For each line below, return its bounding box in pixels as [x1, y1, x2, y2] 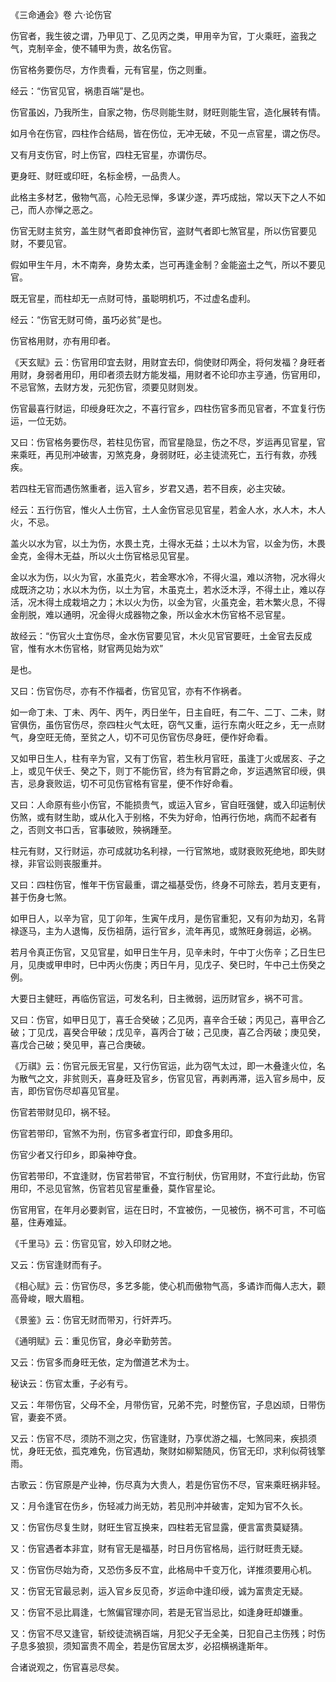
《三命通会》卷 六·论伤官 [10, 9, 112, 20]
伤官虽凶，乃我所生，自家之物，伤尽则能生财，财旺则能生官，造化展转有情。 [10, 106, 326, 118]
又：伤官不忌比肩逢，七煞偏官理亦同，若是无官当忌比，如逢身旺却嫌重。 [10, 1606, 308, 1618]
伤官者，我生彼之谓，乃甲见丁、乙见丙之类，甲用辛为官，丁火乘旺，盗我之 [10, 30, 317, 42]
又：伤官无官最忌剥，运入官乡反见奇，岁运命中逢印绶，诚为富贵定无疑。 [10, 1585, 308, 1597]
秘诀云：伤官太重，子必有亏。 [10, 1378, 133, 1389]
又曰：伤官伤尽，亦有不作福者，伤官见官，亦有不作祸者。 [10, 685, 247, 697]
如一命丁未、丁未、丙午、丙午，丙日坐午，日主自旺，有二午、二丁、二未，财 [10, 706, 326, 718]
